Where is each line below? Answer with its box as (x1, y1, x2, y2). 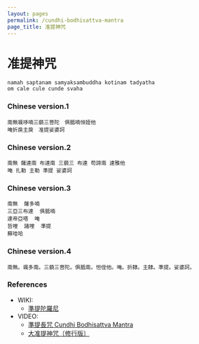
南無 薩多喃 (7, 200, 40, 207)
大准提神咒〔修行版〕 (27, 329, 90, 337)
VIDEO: (17, 312, 39, 320)
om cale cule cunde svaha (7, 85, 83, 92)
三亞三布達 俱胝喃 (7, 208, 56, 215)
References (7, 280, 48, 289)
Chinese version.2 (7, 142, 71, 152)
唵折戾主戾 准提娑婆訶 (7, 126, 65, 133)
